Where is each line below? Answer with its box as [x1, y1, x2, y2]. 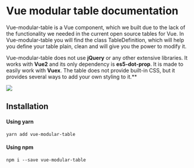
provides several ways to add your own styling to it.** [6, 73, 138, 80]
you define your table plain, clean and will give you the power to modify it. [6, 43, 187, 50]
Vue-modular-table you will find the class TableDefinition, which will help [6, 36, 185, 43]
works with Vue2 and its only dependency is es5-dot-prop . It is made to [6, 61, 184, 68]
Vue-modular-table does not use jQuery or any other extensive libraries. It [6, 54, 188, 61]
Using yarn [6, 118, 34, 125]
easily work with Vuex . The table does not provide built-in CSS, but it [6, 66, 175, 74]
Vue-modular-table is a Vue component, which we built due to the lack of [6, 24, 186, 31]
